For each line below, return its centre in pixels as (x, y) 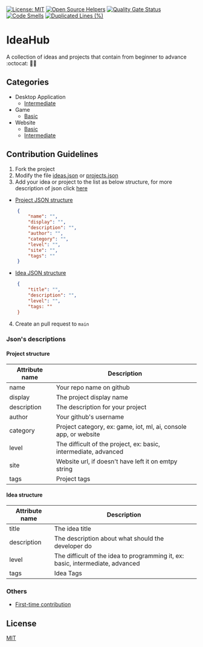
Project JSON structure (44, 200)
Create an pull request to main (52, 324)
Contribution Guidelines (52, 154)
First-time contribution (43, 605)
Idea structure (24, 495)
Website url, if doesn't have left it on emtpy (117, 461)
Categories (28, 82)
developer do (73, 546)
